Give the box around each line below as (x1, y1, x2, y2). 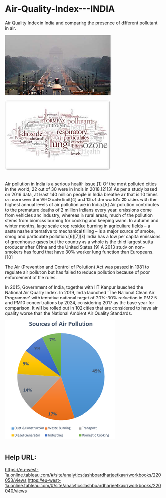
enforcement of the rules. (5, 274, 57, 280)
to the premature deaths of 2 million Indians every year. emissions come (5, 207, 152, 213)
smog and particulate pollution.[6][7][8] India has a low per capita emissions (5, 233, 161, 239)
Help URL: (5, 453, 37, 462)
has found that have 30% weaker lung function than (24, 249, 129, 255)
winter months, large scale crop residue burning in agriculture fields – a (5, 223, 151, 229)
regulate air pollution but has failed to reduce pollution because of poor (5, 269, 150, 275)
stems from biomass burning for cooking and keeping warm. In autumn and (5, 217, 159, 223)
